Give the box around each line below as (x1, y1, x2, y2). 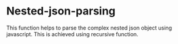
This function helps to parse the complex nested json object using (6, 24, 173, 31)
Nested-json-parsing (6, 4, 116, 18)
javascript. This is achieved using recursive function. (6, 30, 138, 37)
